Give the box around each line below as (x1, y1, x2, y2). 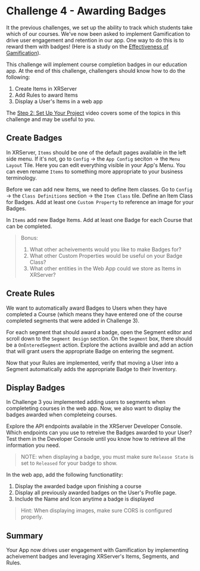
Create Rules (6, 288, 55, 299)
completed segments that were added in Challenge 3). (6, 317, 140, 324)
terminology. (6, 174, 37, 181)
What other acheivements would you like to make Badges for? (29, 246, 182, 253)
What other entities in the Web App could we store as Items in (29, 264, 182, 272)
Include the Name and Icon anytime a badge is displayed (14, 495, 154, 502)
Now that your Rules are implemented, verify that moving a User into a (6, 359, 179, 366)
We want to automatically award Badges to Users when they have (6, 304, 167, 311)
